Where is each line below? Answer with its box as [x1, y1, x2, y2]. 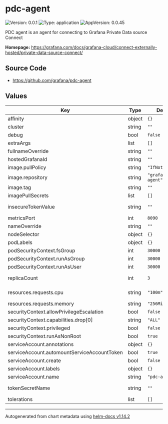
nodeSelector [7, 230, 39, 237]
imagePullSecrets [7, 192, 49, 199]
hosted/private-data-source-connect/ [5, 49, 83, 55]
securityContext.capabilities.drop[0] [7, 316, 93, 323]
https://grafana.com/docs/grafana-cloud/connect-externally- [31, 44, 157, 50]
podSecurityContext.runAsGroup [7, 255, 85, 262]
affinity [7, 115, 24, 122]
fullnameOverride [7, 147, 49, 154]
